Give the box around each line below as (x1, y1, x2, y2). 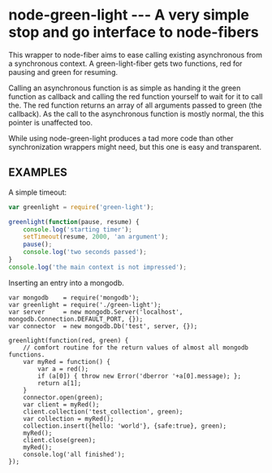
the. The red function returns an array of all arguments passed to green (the (8, 100, 262, 110)
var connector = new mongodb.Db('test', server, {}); (8, 322, 198, 331)
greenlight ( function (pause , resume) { (8, 217, 140, 226)
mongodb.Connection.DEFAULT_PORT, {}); (8, 315, 144, 323)
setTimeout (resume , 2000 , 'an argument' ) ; (23, 233, 169, 241)
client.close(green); (23, 436, 96, 445)
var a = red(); (37, 365, 89, 373)
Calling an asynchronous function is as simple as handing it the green (8, 83, 241, 93)
